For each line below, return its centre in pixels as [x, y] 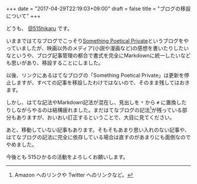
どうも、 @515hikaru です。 [39, 28]
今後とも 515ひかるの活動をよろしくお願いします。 [67, 156]
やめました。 [21, 144]
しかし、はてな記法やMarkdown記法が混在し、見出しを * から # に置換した [96, 102]
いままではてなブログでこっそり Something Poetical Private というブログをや [98, 41]
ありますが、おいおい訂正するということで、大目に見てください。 [96, 117]
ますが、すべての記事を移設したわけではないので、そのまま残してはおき [103, 83]
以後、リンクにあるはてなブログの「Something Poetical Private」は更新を [95, 75]
